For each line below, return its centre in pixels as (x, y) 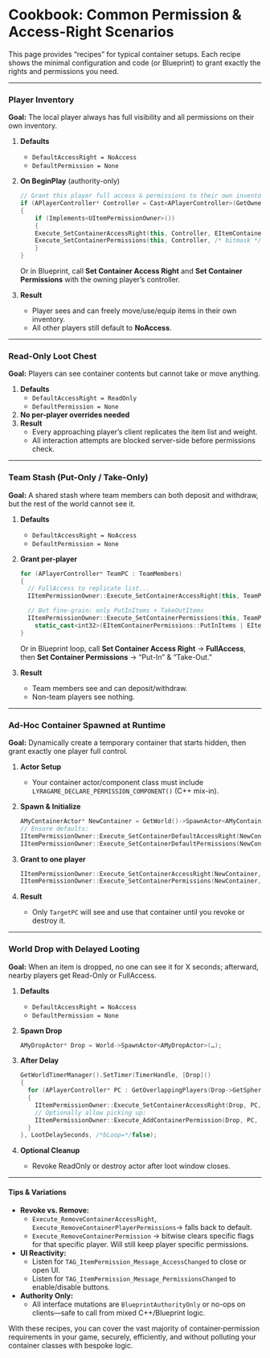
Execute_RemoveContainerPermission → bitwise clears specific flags (143, 1236)
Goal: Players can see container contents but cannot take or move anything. (135, 374)
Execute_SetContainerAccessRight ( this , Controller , (123, 233)
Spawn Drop (41, 1031)
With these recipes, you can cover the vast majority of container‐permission (134, 1328)
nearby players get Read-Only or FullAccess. (82, 975)
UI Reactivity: (43, 1253)
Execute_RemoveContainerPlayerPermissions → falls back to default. (142, 1227)
